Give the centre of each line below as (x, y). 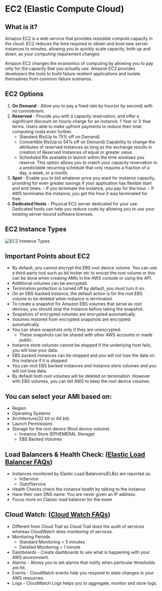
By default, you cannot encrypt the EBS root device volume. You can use (84, 268)
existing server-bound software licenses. (53, 214)
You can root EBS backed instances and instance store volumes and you (84, 366)
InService (29, 479)
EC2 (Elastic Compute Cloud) (65, 9)
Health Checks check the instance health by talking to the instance (79, 489)
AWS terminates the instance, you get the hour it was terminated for (80, 193)
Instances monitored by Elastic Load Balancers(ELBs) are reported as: (81, 474)
